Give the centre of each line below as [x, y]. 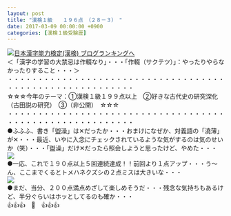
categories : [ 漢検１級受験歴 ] [47, 33]
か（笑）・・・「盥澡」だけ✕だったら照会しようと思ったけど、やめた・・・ [112, 148]
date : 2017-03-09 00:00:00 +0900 [55, 26]
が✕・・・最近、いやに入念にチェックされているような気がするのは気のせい [115, 139]
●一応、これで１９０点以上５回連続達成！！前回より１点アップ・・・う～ [113, 164]
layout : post [26, 13]
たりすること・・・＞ [49, 70]
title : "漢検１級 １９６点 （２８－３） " [65, 20]
